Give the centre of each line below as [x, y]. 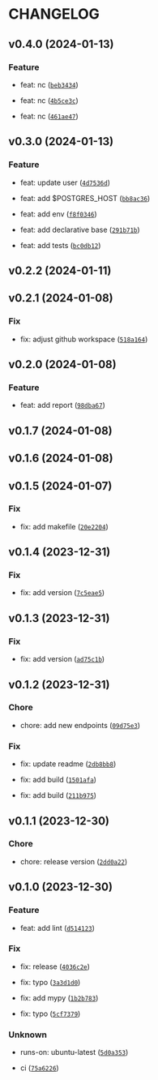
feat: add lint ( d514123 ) [58, 928]
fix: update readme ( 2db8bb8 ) [68, 764]
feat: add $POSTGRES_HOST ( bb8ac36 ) [85, 198]
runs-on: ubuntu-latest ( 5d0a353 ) [74, 1052]
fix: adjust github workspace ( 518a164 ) [84, 339]
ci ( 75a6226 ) [39, 1068]
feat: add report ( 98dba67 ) [62, 405]
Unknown [28, 1035]
